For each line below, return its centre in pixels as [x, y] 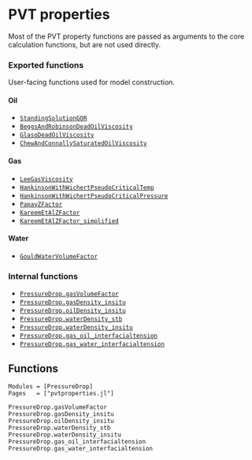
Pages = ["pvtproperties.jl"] [61, 393]
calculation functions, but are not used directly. [85, 44]
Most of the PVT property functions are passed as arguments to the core [126, 36]
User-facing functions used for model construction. [92, 82]
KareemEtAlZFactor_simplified [69, 221]
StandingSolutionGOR [53, 119]
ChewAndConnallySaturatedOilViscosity [83, 143]
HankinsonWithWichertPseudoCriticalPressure [94, 196]
